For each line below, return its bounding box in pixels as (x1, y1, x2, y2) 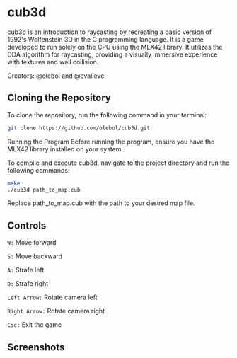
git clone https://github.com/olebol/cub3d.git (7, 125, 151, 132)
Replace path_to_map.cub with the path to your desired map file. (7, 199, 196, 207)
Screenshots (7, 341, 65, 353)
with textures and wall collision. (7, 57, 99, 66)
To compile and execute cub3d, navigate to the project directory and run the (7, 158, 230, 167)
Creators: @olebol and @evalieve (7, 71, 105, 80)
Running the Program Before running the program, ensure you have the (7, 137, 215, 146)
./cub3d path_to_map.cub (7, 186, 81, 193)
